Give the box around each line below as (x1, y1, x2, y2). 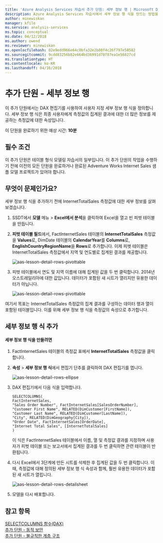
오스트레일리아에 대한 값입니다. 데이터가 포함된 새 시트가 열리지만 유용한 (12, 275, 148, 281)
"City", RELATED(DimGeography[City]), (12, 415, 91, 420)
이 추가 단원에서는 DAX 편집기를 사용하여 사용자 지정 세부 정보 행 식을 (5, 105, 137, 111)
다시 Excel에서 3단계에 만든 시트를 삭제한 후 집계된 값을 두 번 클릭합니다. (12, 460, 149, 465)
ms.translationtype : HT (5, 57, 53, 62)
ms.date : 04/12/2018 (5, 34, 47, 39)
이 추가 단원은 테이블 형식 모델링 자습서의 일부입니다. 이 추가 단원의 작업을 (5, 157, 145, 162)
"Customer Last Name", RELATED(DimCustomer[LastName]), (12, 411, 128, 416)
